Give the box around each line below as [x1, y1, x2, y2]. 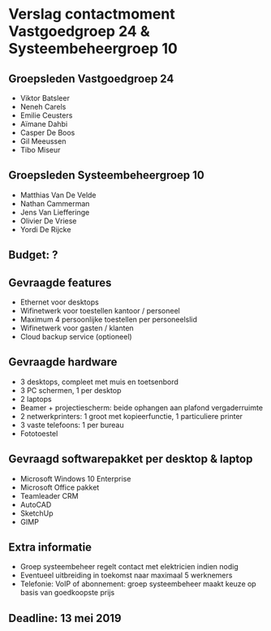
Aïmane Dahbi [19, 119, 68, 128]
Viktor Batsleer [19, 93, 71, 102]
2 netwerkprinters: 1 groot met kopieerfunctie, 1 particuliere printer [19, 411, 243, 421]
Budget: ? [8, 249, 58, 262]
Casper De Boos [19, 127, 75, 137]
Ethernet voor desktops [19, 297, 99, 307]
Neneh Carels [19, 102, 67, 111]
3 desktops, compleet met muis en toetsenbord [19, 377, 179, 387]
